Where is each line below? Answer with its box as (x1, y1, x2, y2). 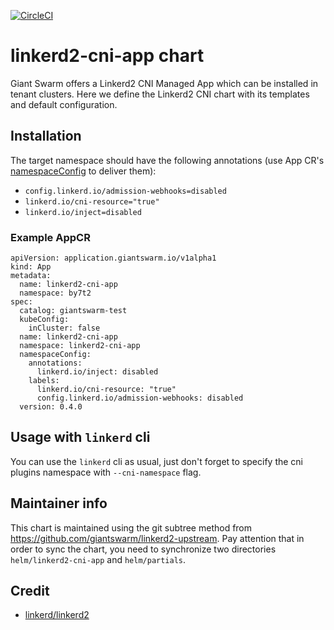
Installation (10, 128, 82, 145)
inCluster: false (28, 323, 101, 334)
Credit (10, 583, 50, 600)
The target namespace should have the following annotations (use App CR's (10, 154, 325, 166)
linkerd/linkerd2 (24, 609, 90, 621)
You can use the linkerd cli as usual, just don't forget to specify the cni (10, 455, 304, 467)
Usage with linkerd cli (10, 429, 151, 446)
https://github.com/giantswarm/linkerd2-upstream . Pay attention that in (10, 532, 305, 544)
